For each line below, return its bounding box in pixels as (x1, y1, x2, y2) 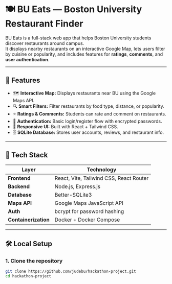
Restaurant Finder (5, 18, 83, 30)
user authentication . (5, 56, 50, 62)
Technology (87, 166, 117, 173)
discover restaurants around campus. (5, 40, 84, 46)
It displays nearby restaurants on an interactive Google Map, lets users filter (5, 45, 165, 52)
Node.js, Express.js (54, 183, 101, 190)
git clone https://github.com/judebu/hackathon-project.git (5, 269, 137, 274)
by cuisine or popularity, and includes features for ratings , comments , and (5, 51, 163, 57)
